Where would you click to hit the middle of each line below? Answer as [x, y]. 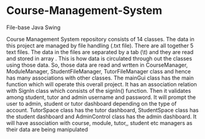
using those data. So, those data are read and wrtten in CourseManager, [97, 65]
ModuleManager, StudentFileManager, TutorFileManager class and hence [99, 71]
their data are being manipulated [47, 129]
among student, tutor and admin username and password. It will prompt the [101, 97]
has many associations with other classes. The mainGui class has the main [100, 78]
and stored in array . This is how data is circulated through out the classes [99, 58]
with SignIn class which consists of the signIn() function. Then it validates [99, 90]
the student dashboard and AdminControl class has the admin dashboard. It [102, 117]
